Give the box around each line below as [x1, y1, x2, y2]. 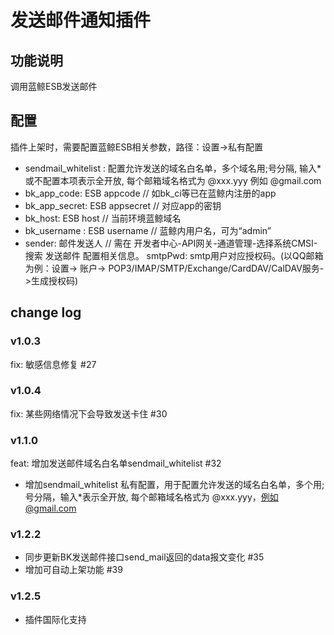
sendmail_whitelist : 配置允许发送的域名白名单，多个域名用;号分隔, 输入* [24, 162, 322, 174]
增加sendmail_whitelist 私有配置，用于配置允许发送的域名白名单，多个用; [24, 479, 325, 491]
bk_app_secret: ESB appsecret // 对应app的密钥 [24, 199, 222, 211]
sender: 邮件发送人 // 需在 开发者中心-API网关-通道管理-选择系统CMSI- [24, 237, 318, 249]
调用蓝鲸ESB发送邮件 [10, 81, 98, 92]
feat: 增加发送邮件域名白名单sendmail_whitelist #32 [10, 457, 222, 470]
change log [10, 304, 82, 321]
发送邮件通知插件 [10, 9, 152, 32]
